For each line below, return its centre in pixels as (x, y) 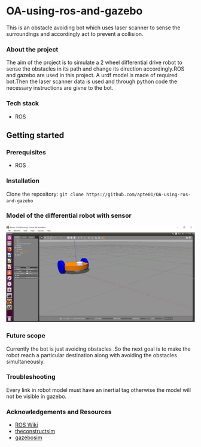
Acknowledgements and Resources (59, 412)
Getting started (35, 135)
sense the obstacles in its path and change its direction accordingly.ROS (95, 69)
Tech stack (22, 104)
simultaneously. (25, 361)
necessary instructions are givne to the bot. (60, 88)
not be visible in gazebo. (36, 396)
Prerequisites (26, 152)
